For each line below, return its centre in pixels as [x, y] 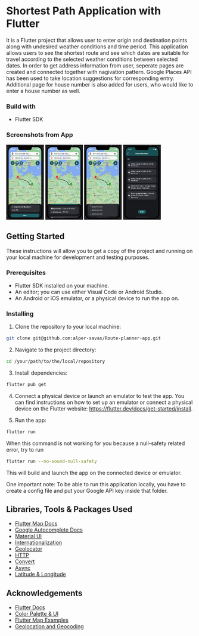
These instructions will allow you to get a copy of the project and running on [99, 251]
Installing [20, 313]
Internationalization [38, 543]
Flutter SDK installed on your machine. [62, 285]
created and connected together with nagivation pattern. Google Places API [99, 72]
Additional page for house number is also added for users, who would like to [100, 84]
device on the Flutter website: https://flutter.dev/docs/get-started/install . [104, 408]
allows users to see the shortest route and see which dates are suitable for [98, 53]
